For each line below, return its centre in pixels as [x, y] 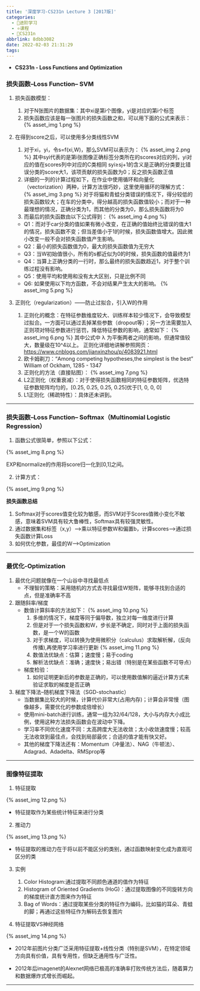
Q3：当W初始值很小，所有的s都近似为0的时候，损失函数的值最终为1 [107, 254]
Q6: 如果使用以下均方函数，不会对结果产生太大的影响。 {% [96, 284]
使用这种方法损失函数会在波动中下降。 [81, 721]
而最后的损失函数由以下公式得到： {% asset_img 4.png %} [95, 217]
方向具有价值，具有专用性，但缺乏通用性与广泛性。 [77, 955]
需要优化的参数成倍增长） [76, 706]
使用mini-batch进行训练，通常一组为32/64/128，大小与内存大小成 [104, 714]
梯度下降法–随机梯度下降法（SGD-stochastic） [72, 692]
